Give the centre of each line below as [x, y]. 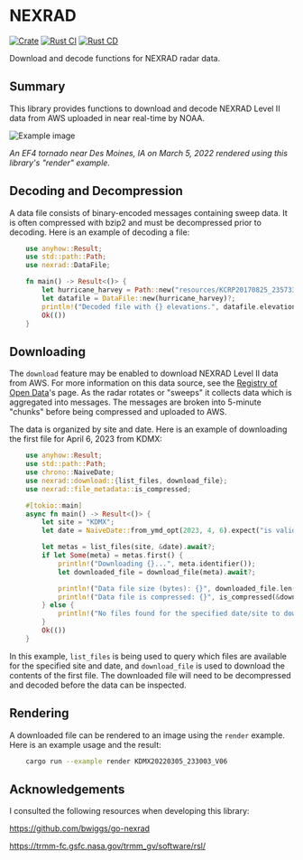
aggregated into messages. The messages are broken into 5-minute [135, 402]
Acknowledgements [67, 789]
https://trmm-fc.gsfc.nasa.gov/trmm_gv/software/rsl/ [108, 846]
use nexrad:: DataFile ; [68, 266]
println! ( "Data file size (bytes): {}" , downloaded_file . [169, 588]
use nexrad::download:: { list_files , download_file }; [127, 481]
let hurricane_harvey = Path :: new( [109, 290]
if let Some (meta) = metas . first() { [112, 556]
